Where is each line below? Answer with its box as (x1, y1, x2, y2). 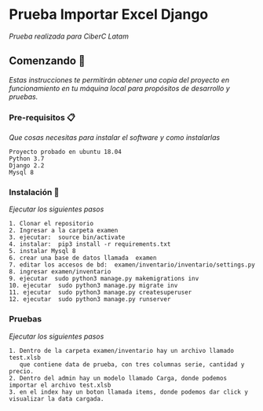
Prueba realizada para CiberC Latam (9, 31, 129, 41)
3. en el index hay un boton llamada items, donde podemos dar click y (9, 387, 248, 396)
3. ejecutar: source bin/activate (9, 233, 126, 241)
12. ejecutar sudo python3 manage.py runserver (9, 295, 171, 303)
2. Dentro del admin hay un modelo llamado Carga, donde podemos (9, 374, 227, 382)
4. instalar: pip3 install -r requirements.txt (9, 240, 171, 248)
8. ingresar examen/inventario (9, 268, 111, 276)
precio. (9, 367, 35, 375)
